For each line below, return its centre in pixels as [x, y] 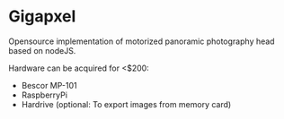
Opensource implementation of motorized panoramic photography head [142, 41]
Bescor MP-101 [49, 85]
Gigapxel [42, 17]
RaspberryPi [44, 95]
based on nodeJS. [42, 50]
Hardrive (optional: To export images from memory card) [126, 104]
